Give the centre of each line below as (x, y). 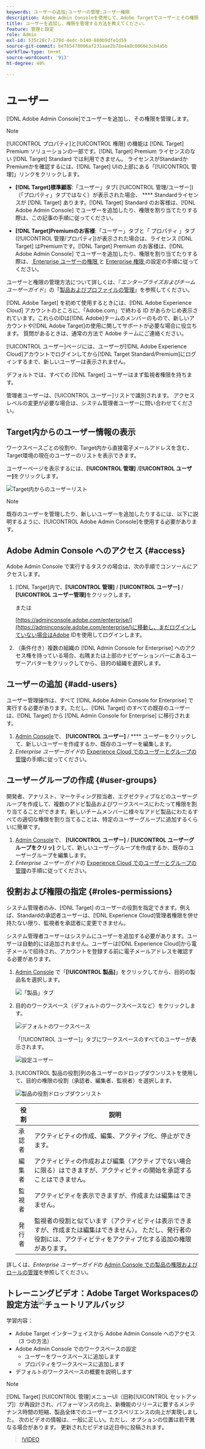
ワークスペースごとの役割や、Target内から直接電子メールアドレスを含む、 (99, 448)
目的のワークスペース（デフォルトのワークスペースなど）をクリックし (103, 1005)
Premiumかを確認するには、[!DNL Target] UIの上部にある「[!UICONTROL (98, 167)
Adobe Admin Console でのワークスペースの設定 (76, 1349)
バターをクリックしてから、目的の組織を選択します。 (97, 663)
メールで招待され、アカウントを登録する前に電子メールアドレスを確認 (100, 951)
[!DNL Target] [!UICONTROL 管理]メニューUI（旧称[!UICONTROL (88, 1397)
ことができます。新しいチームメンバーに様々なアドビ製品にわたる (110, 811)
